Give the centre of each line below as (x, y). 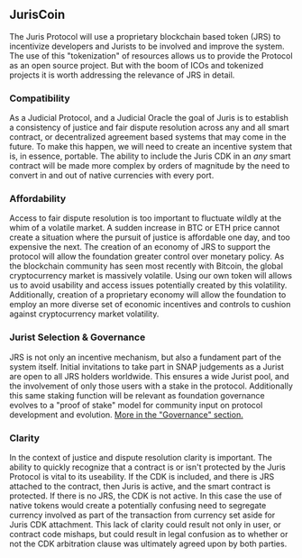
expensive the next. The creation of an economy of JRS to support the (140, 247)
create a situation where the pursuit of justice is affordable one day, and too (150, 237)
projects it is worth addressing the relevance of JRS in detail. (122, 75)
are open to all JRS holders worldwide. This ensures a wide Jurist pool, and (149, 376)
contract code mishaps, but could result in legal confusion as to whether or (149, 534)
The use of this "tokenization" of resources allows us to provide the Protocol (151, 55)
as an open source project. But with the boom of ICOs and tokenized (137, 65)
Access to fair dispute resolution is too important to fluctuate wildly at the (146, 218)
